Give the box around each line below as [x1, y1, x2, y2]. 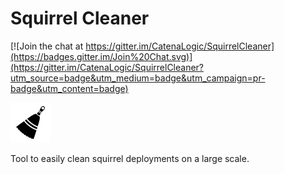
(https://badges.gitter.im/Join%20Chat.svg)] [10, 50, 193, 62]
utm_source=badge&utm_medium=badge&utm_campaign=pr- [10, 72, 266, 84]
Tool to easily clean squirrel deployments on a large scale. [10, 152, 250, 164]
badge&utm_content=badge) [10, 82, 129, 94]
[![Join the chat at [10, 40, 84, 52]
